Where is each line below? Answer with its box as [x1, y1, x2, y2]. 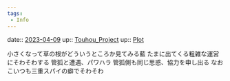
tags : [7, 10, 23, 17]
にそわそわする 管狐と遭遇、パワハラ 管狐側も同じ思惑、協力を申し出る [7, 58, 210, 66]
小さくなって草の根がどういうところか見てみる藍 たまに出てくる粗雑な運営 [7, 49, 220, 58]
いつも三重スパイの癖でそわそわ [12, 67, 104, 75]
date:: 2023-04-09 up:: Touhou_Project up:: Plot [7, 35, 145, 43]
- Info [10, 16, 30, 23]
